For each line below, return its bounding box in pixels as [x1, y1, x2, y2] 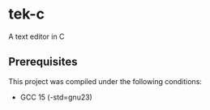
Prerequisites [8, 55, 78, 69]
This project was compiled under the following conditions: [8, 76, 203, 86]
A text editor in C [8, 32, 65, 41]
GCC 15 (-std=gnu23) [19, 92, 93, 102]
